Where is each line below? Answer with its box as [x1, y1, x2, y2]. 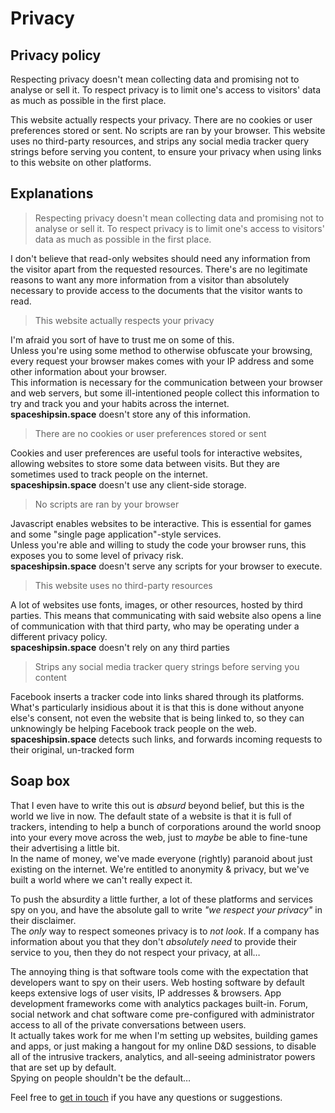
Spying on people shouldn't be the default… [10, 1072, 192, 1084]
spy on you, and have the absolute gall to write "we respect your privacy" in [10, 903, 323, 916]
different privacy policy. [10, 630, 108, 642]
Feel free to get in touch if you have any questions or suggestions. [10, 1091, 283, 1103]
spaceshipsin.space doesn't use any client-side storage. [10, 478, 247, 491]
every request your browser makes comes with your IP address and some [10, 355, 315, 367]
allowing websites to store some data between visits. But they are [10, 457, 280, 469]
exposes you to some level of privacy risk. [10, 549, 184, 561]
